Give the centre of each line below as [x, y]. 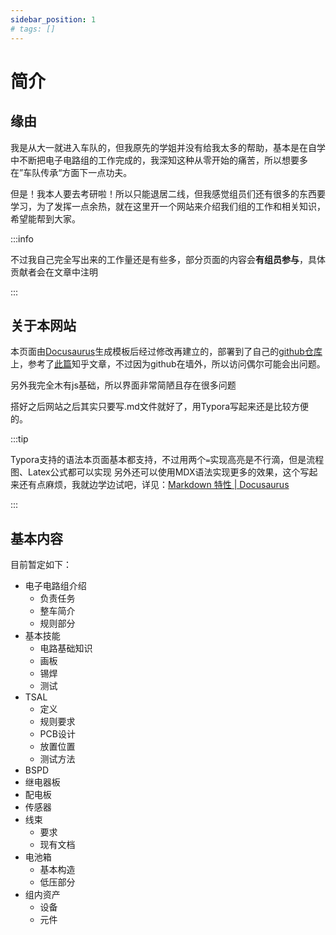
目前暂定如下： [41, 565]
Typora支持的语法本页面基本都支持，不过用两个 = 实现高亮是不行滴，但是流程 [167, 460]
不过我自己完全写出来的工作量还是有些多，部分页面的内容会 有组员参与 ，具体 [168, 259]
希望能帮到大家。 [45, 218]
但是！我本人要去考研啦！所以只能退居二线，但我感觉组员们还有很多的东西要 [168, 193]
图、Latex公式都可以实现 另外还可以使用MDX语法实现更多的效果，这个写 [160, 472]
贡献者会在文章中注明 [54, 272]
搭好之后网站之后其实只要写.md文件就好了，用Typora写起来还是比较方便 [159, 407]
